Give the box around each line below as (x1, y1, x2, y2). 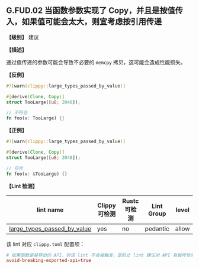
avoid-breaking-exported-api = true (6, 258, 92, 264)
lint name (36, 206, 64, 214)
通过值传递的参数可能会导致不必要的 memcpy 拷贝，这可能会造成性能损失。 (6, 59, 186, 66)
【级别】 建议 (6, 33, 39, 40)
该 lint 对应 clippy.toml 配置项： (6, 240, 85, 247)
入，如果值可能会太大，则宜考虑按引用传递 (6, 17, 162, 27)
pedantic (145, 224, 170, 232)
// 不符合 (6, 110, 28, 116)
